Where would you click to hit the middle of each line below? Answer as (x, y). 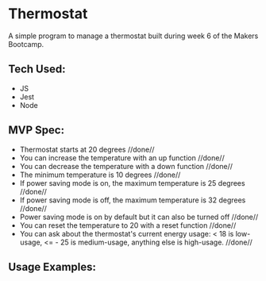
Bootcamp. (26, 44)
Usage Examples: (52, 267)
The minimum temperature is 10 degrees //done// (100, 175)
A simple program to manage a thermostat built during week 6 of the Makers (133, 36)
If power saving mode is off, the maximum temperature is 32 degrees (133, 200)
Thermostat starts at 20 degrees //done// (87, 149)
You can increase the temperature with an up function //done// (122, 158)
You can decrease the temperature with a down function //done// (126, 166)
